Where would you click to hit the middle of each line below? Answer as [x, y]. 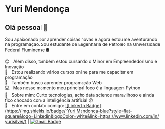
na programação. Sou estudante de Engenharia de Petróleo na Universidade [83, 44]
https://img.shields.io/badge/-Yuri [41, 111]
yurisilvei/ [15, 121]
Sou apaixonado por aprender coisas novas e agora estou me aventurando [81, 39]
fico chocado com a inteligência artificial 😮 [49, 100]
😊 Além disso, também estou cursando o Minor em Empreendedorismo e [81, 61]
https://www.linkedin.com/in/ [129, 116]
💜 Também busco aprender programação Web [54, 82]
